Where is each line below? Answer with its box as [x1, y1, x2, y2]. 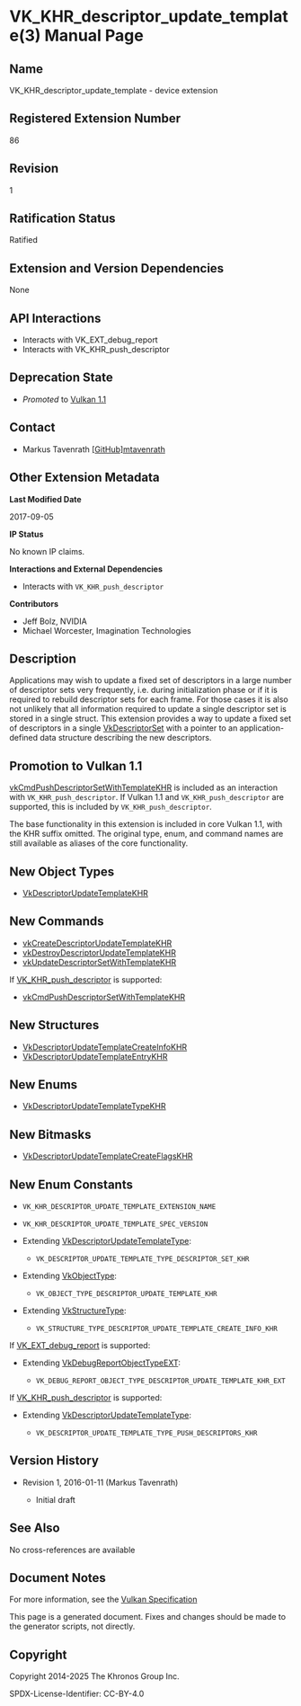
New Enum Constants [9, 1177, 133, 1192]
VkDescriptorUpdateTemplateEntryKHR [22, 1051, 168, 1062]
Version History [9, 1453, 99, 1469]
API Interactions [9, 310, 102, 325]
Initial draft [35, 1494, 76, 1505]
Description [9, 651, 76, 666]
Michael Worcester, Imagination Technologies [22, 625, 191, 635]
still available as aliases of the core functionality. [9, 838, 189, 849]
